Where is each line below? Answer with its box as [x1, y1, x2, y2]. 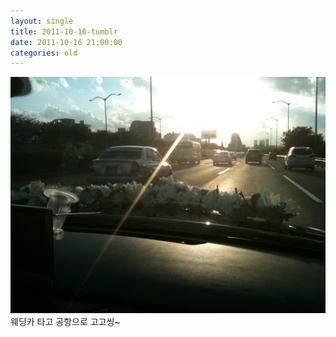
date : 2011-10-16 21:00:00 [10, 37, 123, 47]
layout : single [10, 16, 74, 26]
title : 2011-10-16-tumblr [10, 26, 118, 37]
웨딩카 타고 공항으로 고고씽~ [10, 316, 121, 328]
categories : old [10, 48, 78, 58]
